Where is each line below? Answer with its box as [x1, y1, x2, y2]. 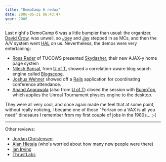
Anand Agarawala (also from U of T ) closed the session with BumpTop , [12, 87, 157, 93]
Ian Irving [12, 146, 32, 152]
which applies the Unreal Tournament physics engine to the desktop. [12, 92, 153, 98]
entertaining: [5, 45, 31, 52]
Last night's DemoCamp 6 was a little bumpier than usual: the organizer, [5, 30, 152, 36]
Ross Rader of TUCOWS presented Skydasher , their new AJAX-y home [12, 55, 157, 61]
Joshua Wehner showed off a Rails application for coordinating [12, 76, 141, 82]
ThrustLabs [12, 152, 36, 158]
